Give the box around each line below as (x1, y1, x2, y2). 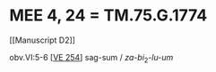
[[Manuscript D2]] (9, 35, 76, 45)
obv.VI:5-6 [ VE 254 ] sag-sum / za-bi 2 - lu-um (9, 52, 174, 65)
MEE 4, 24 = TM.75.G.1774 (9, 5, 208, 26)
